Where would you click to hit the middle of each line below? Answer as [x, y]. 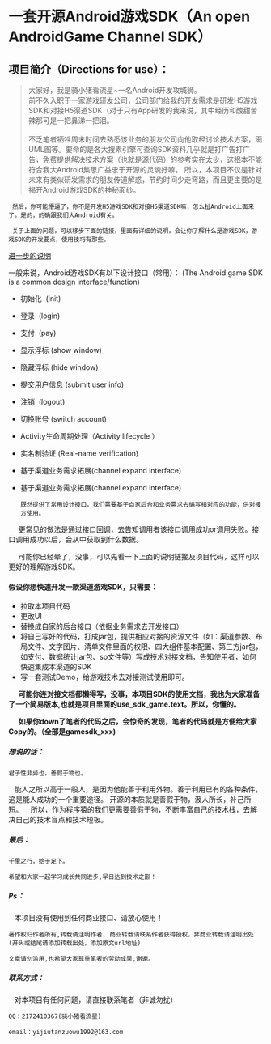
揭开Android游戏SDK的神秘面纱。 [84, 190]
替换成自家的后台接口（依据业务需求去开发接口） [102, 626]
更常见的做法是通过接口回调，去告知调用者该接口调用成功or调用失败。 [135, 529]
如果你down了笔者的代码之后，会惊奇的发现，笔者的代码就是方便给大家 [138, 722]
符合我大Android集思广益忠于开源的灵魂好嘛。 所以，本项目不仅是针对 [145, 170]
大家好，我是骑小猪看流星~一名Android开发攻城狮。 [114, 90]
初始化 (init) [40, 299]
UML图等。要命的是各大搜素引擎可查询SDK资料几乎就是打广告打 [135, 149]
